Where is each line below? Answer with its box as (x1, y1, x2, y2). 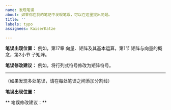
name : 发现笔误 (5, 7, 35, 13)
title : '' (5, 17, 26, 22)
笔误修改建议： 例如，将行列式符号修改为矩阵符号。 (5, 62, 113, 68)
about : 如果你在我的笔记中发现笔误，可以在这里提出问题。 (5, 12, 112, 17)
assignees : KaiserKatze (5, 26, 56, 31)
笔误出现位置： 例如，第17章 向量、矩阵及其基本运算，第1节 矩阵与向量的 (5, 45, 158, 51)
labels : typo (5, 21, 33, 27)
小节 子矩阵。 (21, 52, 50, 58)
